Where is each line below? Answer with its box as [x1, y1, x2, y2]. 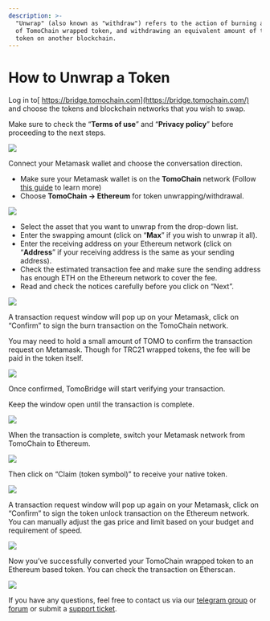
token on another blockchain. [15, 34, 117, 43]
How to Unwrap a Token [8, 69, 170, 87]
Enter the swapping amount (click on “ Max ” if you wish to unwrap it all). [19, 231, 258, 240]
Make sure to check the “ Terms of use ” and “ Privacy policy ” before [8, 120, 234, 129]
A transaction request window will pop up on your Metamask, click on [8, 313, 239, 322]
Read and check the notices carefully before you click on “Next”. [19, 282, 235, 292]
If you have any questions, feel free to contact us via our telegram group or [8, 595, 257, 605]
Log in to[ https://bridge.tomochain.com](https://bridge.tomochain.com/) [8, 96, 250, 105]
